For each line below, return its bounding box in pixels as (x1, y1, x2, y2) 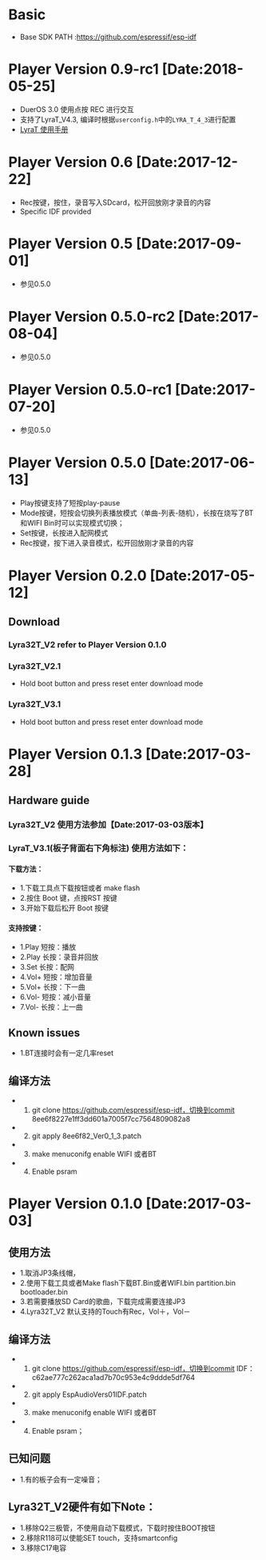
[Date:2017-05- (149, 566, 256, 585)
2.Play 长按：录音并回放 (19, 952, 99, 962)
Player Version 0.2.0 (8, 566, 147, 585)
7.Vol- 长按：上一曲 (19, 1002, 84, 1012)
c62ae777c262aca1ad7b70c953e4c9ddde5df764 (31, 1372, 196, 1382)
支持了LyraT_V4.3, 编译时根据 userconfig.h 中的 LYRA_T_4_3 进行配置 (19, 114, 236, 124)
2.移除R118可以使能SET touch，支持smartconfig (19, 1533, 178, 1542)
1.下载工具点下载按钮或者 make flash (19, 883, 141, 893)
